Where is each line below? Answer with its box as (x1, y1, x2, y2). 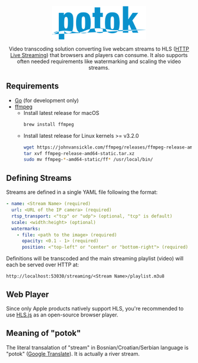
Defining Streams (6, 173, 72, 183)
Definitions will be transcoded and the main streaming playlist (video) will (6, 255, 184, 262)
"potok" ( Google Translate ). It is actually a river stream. (6, 350, 140, 357)
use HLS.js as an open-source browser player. (6, 311, 118, 318)
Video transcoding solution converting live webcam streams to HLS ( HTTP (8, 45, 190, 52)
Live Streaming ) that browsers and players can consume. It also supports (10, 52, 188, 58)
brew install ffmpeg (23, 121, 74, 127)
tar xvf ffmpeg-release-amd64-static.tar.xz (23, 150, 135, 156)
